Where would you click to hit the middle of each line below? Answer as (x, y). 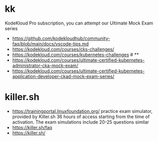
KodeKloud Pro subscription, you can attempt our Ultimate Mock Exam (79, 23)
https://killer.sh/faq (32, 127)
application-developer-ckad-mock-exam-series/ (63, 76)
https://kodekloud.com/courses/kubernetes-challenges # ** (75, 55)
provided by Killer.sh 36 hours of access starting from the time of (81, 116)
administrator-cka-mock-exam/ (45, 65)
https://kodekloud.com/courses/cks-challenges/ (63, 49)
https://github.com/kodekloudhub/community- (61, 38)
